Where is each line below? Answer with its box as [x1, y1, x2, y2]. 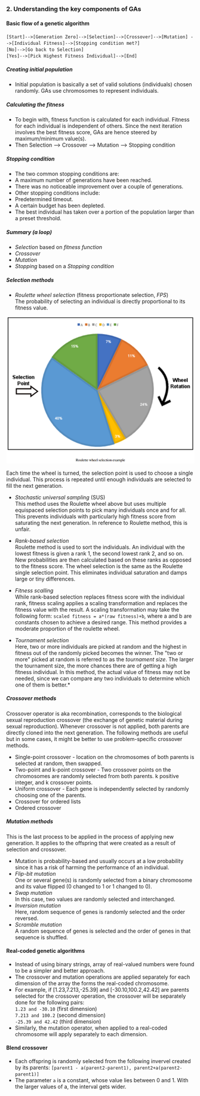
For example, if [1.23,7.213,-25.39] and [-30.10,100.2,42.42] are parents [14, 986, 189, 993]
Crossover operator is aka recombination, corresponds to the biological [6, 710, 182, 717]
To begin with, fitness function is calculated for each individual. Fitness [14, 116, 190, 123]
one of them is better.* [14, 681, 70, 688]
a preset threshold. [14, 215, 61, 222]
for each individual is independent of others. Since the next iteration [14, 122, 182, 130]
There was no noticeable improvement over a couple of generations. [14, 183, 184, 190]
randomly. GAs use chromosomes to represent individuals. [14, 87, 159, 95]
